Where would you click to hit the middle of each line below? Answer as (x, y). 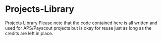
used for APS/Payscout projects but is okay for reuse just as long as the (79, 28)
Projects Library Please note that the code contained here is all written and (81, 23)
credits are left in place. (29, 33)
